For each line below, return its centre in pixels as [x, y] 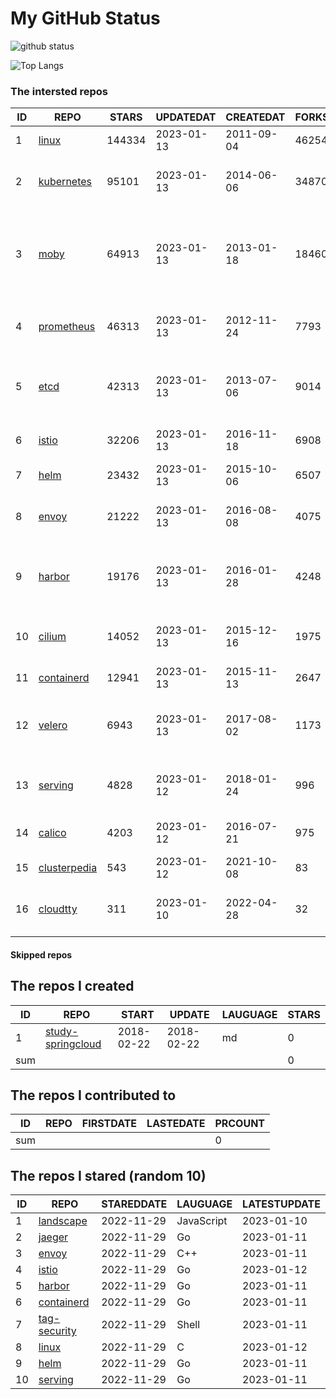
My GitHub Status [85, 18]
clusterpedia [68, 868]
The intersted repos [59, 91]
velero [53, 725]
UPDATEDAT [186, 117]
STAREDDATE [134, 1204]
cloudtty [58, 909]
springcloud [73, 1044]
